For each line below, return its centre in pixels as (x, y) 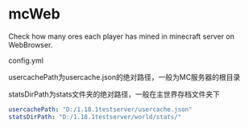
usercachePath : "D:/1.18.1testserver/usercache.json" (101, 109)
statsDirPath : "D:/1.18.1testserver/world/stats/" (95, 117)
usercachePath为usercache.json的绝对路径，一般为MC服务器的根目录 (124, 76)
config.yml (26, 60)
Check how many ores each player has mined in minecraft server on (122, 36)
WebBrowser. (31, 44)
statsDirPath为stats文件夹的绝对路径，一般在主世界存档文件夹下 (114, 94)
